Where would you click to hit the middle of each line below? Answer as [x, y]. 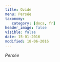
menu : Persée [18, 14]
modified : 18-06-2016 [27, 41]
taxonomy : [15, 19]
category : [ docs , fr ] [33, 23]
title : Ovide [18, 10]
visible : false [20, 32]
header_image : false [26, 28]
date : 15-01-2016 [23, 37]
